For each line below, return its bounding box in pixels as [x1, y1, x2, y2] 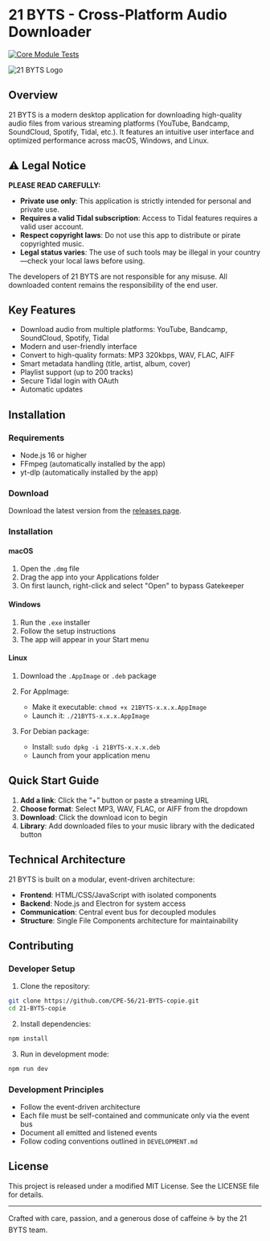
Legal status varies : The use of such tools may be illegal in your [19, 247, 233, 257]
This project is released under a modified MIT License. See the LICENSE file [8, 1181, 260, 1190]
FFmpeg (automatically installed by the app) [19, 459, 166, 469]
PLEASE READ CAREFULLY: [8, 180, 101, 190]
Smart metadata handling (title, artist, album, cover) [19, 359, 191, 368]
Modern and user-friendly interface [19, 342, 137, 351]
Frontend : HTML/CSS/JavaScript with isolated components [19, 890, 217, 899]
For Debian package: [19, 726, 90, 736]
